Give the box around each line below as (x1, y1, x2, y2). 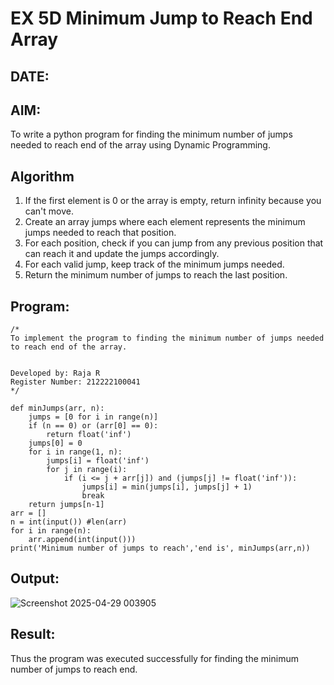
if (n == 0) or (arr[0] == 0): (28, 421, 159, 431)
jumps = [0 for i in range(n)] (28, 412, 159, 422)
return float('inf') (46, 430, 132, 440)
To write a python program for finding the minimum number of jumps (10, 128, 293, 141)
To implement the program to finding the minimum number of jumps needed (10, 333, 325, 344)
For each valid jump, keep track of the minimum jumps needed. (24, 258, 285, 271)
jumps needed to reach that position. (24, 227, 177, 239)
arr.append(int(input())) (28, 535, 137, 545)
